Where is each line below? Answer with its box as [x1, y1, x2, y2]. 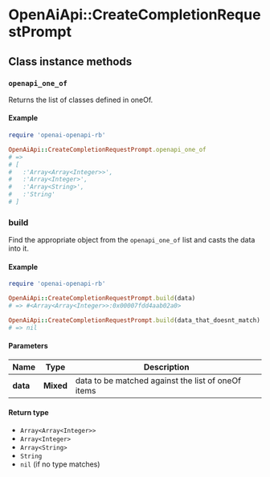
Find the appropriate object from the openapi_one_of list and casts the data [8, 235, 256, 245]
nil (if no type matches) [19, 459, 100, 469]
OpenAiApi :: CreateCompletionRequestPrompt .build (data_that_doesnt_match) [8, 316, 261, 324]
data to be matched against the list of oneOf [75, 375, 241, 386]
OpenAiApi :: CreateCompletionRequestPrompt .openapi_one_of [8, 145, 207, 153]
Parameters [8, 341, 48, 351]
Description [143, 361, 190, 373]
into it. [8, 243, 30, 254]
